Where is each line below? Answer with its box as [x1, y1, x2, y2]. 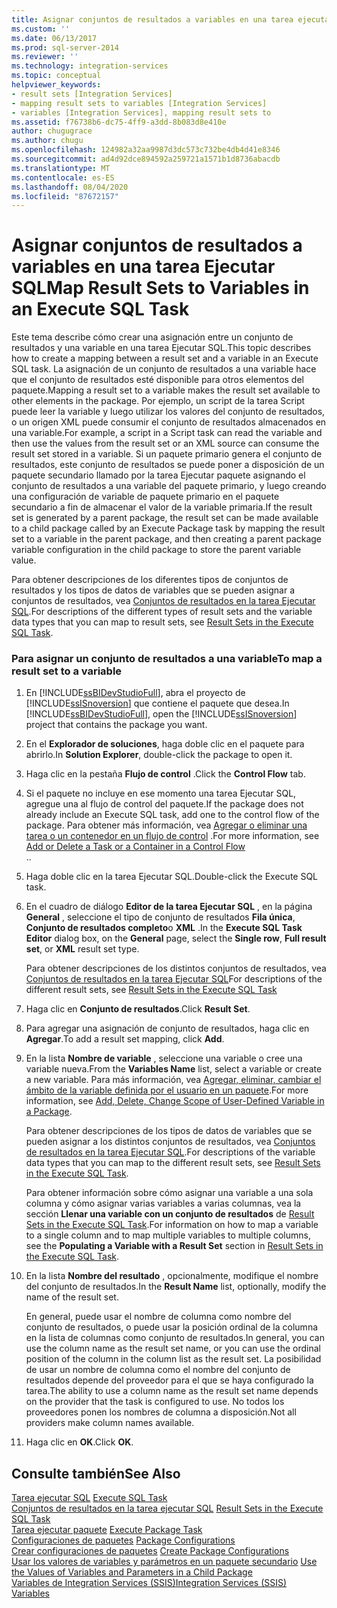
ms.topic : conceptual [11, 71, 102, 81]
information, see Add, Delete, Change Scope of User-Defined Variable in [25, 1095, 325, 1107]
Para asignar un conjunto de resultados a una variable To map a [11, 652, 323, 666]
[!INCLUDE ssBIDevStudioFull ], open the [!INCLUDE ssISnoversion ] [25, 708, 298, 720]
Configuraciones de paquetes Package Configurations [11, 1534, 236, 1546]
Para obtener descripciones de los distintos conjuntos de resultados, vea [25, 962, 327, 975]
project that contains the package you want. [25, 719, 208, 731]
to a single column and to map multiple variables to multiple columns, [25, 1229, 311, 1241]
